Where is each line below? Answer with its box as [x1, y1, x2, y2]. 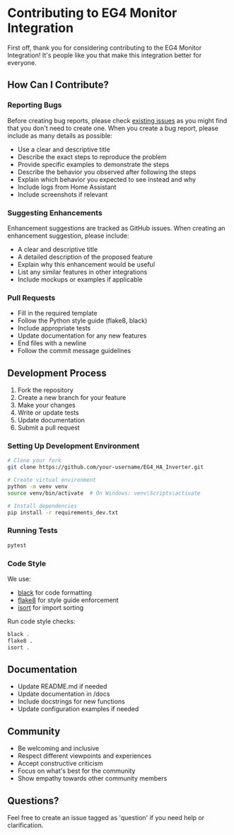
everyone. [7, 58, 37, 67]
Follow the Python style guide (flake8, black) [17, 316, 148, 325]
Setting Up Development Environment [7, 441, 140, 451]
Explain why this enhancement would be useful [17, 260, 156, 268]
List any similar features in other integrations [17, 267, 148, 276]
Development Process [7, 367, 107, 379]
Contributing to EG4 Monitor [7, 5, 177, 21]
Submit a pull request [17, 423, 80, 432]
